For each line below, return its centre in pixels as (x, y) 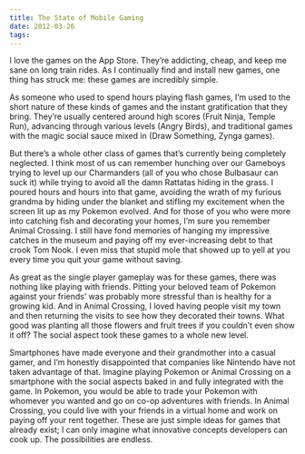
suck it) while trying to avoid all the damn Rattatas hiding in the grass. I (142, 183)
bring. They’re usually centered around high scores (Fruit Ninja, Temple (143, 117)
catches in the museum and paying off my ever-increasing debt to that (141, 241)
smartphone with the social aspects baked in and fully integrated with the (147, 381)
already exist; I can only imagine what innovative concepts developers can (148, 430)
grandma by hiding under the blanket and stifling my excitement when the (147, 202)
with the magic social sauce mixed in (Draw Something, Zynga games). (142, 136)
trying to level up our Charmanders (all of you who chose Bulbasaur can (144, 173)
